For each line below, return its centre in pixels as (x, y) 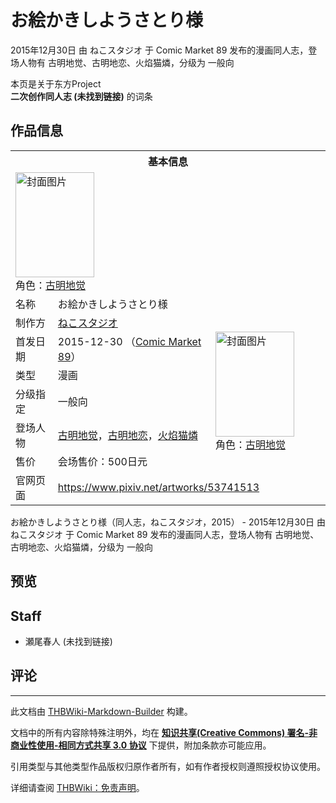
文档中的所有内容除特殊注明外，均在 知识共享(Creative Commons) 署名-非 (164, 732)
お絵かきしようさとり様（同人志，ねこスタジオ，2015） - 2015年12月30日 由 (168, 522)
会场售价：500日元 (102, 461)
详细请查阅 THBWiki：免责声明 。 (77, 787)
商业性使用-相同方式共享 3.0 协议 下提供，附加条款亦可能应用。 (141, 745)
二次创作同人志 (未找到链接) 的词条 (81, 96)
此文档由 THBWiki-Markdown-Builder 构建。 (101, 711)
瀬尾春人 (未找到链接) (68, 641)
